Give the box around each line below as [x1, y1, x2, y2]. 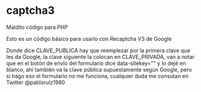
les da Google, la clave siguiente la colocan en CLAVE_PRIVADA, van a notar [6, 53, 195, 60]
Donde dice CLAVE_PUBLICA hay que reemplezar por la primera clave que [6, 46, 191, 54]
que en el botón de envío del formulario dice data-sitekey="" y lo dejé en [6, 60, 186, 67]
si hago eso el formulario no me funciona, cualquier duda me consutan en [6, 72, 189, 79]
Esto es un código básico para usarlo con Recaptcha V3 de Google [6, 35, 172, 42]
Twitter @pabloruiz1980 [6, 79, 65, 86]
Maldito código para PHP [6, 23, 68, 31]
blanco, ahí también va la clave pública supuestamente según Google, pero [6, 66, 192, 73]
